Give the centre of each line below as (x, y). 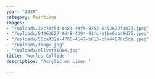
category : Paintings (32, 17)
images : (16, 23)
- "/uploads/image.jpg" (35, 45)
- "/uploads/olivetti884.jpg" (43, 50)
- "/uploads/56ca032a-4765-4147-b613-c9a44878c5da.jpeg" (78, 39)
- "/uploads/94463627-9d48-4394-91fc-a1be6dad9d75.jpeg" (78, 34)
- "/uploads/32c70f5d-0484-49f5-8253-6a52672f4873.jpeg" (78, 28)
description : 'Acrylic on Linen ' (49, 61)
